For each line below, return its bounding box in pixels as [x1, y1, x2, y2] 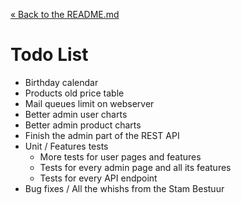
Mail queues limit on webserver [24, 97, 155, 109]
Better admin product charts [24, 119, 142, 131]
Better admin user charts [24, 108, 128, 120]
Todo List [10, 44, 89, 66]
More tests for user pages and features [39, 150, 202, 163]
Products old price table [24, 87, 125, 99]
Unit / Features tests [24, 140, 109, 152]
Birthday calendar [24, 76, 99, 88]
